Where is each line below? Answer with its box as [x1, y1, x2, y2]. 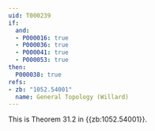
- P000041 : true [15, 48, 69, 56]
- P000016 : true [15, 33, 69, 42]
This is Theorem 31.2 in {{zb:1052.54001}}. [8, 114, 148, 124]
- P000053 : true [15, 56, 69, 64]
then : [8, 64, 26, 71]
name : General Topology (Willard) [15, 93, 129, 101]
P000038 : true [15, 71, 62, 79]
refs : [8, 78, 26, 86]
